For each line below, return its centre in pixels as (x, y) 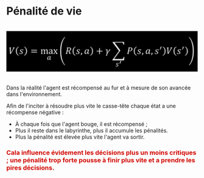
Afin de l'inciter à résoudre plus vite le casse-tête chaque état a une (91, 106)
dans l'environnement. (34, 94)
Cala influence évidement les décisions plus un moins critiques (101, 153)
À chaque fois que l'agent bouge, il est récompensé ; (81, 124)
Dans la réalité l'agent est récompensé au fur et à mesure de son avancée (99, 88)
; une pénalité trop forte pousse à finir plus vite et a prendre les (101, 160)
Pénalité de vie (44, 11)
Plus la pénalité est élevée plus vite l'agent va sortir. (80, 137)
